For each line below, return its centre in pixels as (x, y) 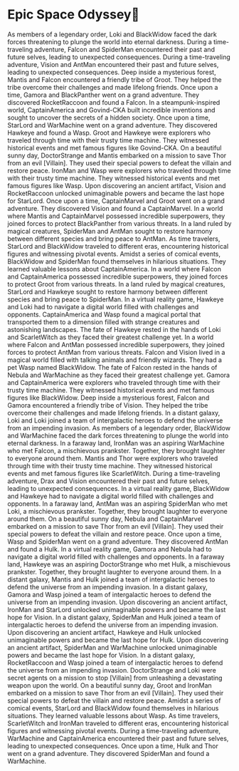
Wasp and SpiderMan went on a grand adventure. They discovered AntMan (118, 542)
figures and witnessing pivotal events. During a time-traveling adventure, (114, 730)
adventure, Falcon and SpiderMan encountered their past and (125, 49)
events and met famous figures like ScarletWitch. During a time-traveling (114, 473)
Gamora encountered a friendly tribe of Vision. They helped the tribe (108, 405)
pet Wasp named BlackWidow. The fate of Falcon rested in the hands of (112, 367)
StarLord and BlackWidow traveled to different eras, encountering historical (118, 246)
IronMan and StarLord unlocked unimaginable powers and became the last (117, 609)
